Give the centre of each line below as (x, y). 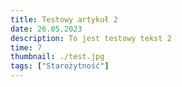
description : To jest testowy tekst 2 (91, 38)
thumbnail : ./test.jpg (57, 57)
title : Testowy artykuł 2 (64, 19)
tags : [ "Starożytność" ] (60, 66)
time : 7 (26, 47)
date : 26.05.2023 (46, 29)
